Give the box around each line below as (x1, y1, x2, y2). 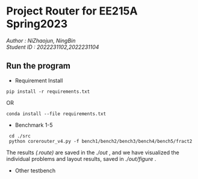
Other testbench (14, 167, 56, 174)
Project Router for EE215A (6, 4, 138, 18)
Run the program (6, 61, 71, 71)
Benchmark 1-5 (14, 121, 53, 128)
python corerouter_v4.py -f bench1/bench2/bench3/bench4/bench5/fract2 (8, 138, 193, 144)
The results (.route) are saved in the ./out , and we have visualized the (6, 149, 179, 156)
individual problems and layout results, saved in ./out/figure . (6, 155, 156, 162)
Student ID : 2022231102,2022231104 (6, 43, 99, 51)
